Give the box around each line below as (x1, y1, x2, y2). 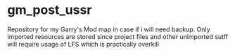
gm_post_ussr (7, 2, 92, 18)
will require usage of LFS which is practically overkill (7, 40, 160, 48)
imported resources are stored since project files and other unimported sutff (7, 32, 229, 40)
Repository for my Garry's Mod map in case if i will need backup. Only (7, 25, 210, 33)
